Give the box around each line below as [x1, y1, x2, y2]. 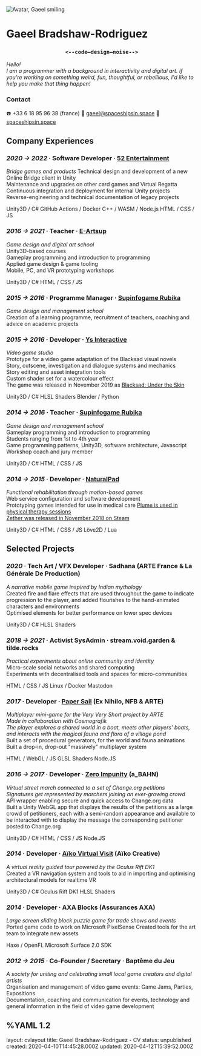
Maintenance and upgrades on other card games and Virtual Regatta [6, 181, 177, 188]
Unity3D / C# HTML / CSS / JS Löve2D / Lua [6, 526, 117, 533]
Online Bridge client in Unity [6, 174, 76, 181]
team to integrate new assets [6, 930, 79, 937]
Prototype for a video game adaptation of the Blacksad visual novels [6, 356, 177, 363]
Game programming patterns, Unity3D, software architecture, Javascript [6, 441, 187, 448]
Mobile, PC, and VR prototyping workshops [6, 266, 114, 274]
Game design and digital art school [6, 240, 94, 248]
